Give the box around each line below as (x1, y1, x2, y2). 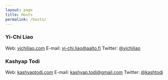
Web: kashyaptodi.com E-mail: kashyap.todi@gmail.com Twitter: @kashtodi (5, 69, 163, 75)
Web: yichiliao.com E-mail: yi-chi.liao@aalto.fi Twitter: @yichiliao (5, 45, 141, 51)
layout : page (5, 7, 33, 13)
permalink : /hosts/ (5, 17, 47, 22)
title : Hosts (5, 12, 33, 17)
